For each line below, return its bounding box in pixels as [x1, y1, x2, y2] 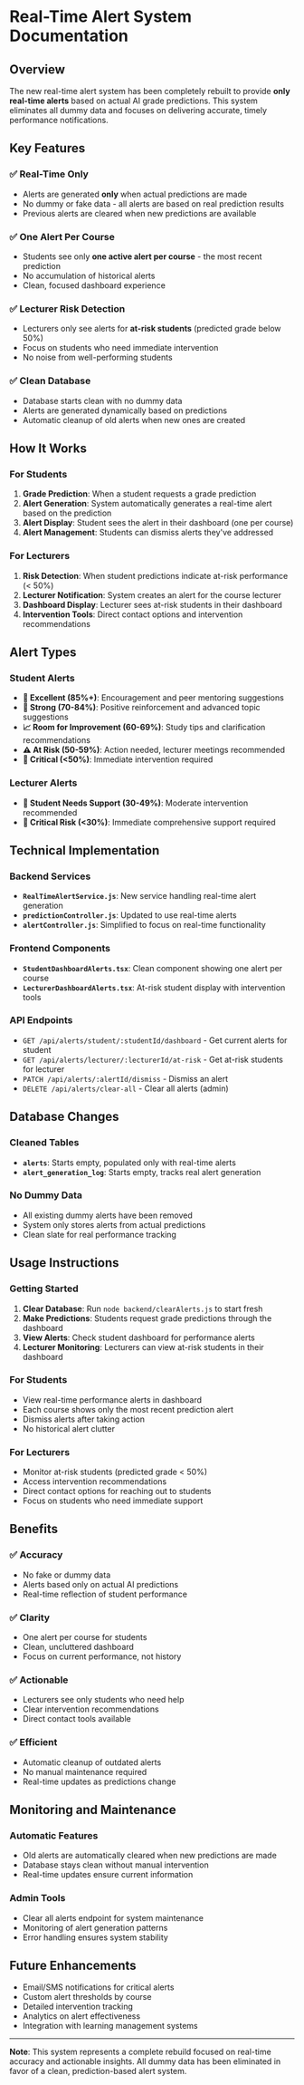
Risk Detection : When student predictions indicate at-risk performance [22, 570, 289, 581]
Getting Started [9, 1282, 79, 1295]
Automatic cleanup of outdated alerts [22, 1756, 162, 1768]
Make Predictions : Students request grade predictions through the [22, 1312, 272, 1324]
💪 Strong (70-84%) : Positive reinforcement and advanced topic [22, 702, 261, 713]
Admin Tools [9, 1892, 66, 1905]
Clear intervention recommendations [22, 1704, 160, 1714]
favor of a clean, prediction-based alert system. [9, 2066, 187, 2077]
